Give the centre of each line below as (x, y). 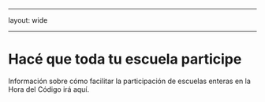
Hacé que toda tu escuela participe (125, 59)
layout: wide (28, 20)
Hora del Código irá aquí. (49, 89)
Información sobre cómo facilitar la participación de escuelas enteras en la (129, 81)
